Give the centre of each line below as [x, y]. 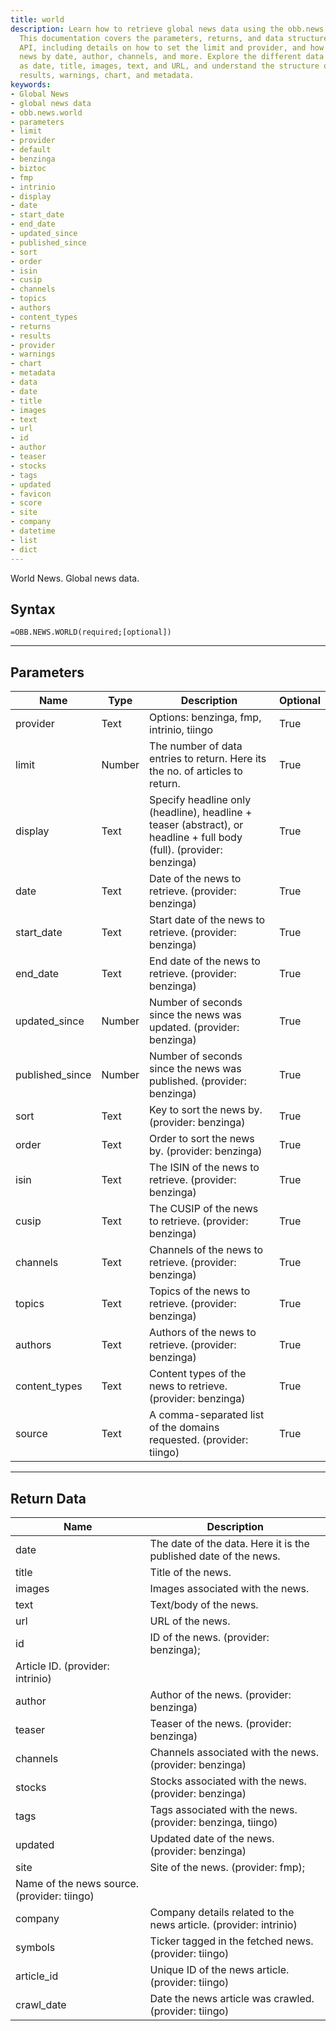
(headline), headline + [201, 813]
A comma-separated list [207, 1415]
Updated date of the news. [212, 1838]
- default [31, 150]
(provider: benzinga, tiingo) [213, 1822]
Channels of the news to [206, 1250]
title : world [37, 19]
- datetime [33, 531]
